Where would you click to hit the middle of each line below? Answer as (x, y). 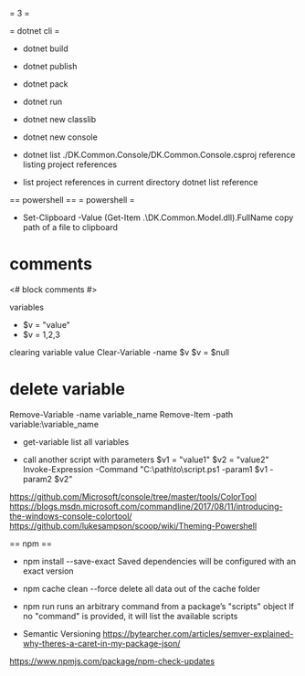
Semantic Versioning (62, 633)
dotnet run (42, 101)
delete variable (67, 390)
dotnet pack (45, 84)
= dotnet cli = (35, 31)
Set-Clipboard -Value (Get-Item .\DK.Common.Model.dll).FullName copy (158, 217)
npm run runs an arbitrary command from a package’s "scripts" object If (158, 606)
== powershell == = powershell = (72, 200)
